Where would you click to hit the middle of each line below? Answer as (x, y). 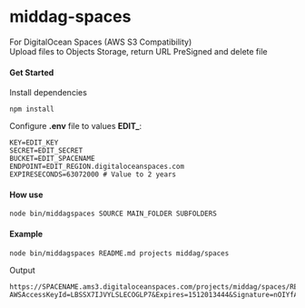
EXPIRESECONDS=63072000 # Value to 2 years (93, 174)
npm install (32, 109)
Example (26, 233)
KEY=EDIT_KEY (34, 143)
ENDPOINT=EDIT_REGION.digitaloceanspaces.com (97, 167)
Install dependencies (49, 93)
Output (22, 270)
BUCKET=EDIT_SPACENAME (52, 159)
